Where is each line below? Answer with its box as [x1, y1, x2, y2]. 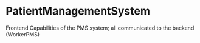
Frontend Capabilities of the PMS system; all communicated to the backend [5, 24, 195, 31]
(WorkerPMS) [5, 30, 40, 38]
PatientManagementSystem [5, 4, 150, 18]
